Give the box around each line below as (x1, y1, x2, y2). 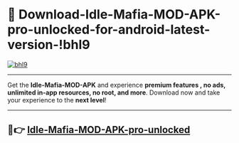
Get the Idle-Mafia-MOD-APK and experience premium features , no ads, (7, 80, 226, 89)
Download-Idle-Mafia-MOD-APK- (18, 6, 221, 23)
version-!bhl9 (7, 37, 90, 53)
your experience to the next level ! (7, 95, 107, 104)
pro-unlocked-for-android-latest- (7, 21, 211, 38)
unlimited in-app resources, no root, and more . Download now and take (7, 88, 221, 97)
